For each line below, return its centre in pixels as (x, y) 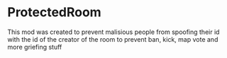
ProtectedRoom (54, 12)
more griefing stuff (35, 47)
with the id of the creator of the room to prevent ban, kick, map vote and (113, 39)
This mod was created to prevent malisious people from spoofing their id (113, 32)
